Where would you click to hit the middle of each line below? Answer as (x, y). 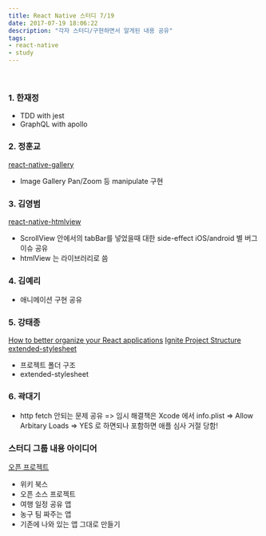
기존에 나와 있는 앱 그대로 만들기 (70, 524)
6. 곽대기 (25, 397)
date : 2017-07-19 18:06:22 (53, 23)
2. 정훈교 (25, 146)
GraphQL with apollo (54, 124)
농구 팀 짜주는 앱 (46, 514)
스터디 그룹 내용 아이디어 (53, 448)
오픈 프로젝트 (29, 467)
